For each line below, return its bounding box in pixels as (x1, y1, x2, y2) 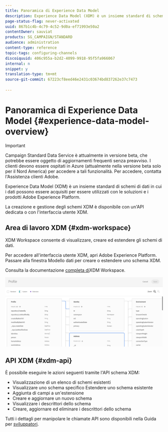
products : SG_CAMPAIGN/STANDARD (5, 35, 72, 40)
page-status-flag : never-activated (5, 19, 79, 24)
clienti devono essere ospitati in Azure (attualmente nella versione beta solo (5, 163, 161, 169)
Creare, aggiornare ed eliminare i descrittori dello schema (12, 406, 131, 412)
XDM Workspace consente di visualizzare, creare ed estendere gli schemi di (5, 237, 162, 243)
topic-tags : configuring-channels (5, 50, 77, 55)
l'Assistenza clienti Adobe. (5, 173, 59, 179)
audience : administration (5, 40, 59, 45)
